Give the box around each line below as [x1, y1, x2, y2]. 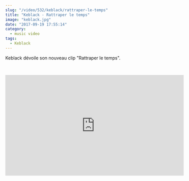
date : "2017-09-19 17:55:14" [5, 21, 67, 27]
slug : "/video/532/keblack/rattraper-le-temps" [5, 7, 109, 13]
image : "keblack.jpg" [5, 17, 51, 22]
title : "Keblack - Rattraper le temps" [5, 12, 90, 17]
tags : [5, 36, 17, 41]
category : [5, 27, 26, 32]
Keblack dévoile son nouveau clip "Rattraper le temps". [5, 55, 121, 61]
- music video [10, 31, 40, 36]
